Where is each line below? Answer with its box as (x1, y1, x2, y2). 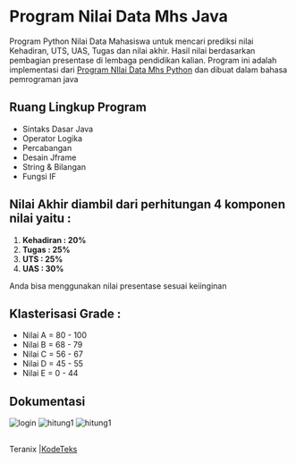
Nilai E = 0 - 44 (21, 368, 79, 379)
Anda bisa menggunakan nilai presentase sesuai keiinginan (9, 280, 227, 291)
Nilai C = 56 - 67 (21, 349, 83, 359)
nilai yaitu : (9, 211, 72, 226)
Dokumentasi (9, 393, 86, 408)
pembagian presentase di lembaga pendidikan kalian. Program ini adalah (9, 55, 277, 65)
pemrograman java (9, 73, 79, 84)
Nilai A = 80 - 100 (21, 330, 88, 341)
